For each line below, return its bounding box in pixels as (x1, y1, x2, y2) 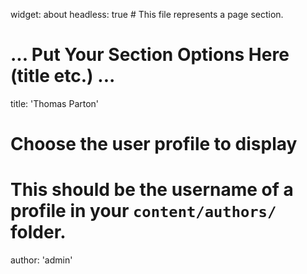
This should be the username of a (10, 179, 294, 201)
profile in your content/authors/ (10, 200, 277, 223)
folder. (10, 221, 67, 244)
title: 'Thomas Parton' (10, 97, 100, 109)
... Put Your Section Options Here (10, 44, 290, 66)
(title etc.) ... (10, 65, 116, 88)
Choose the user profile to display (10, 133, 298, 156)
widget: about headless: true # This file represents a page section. (10, 9, 284, 20)
